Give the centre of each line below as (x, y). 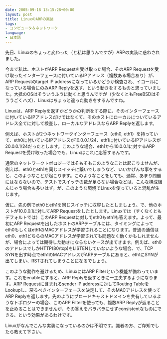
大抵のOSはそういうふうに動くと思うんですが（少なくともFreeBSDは (85, 94)
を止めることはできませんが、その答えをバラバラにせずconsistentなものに (81, 309)
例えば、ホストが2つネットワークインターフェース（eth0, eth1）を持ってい (82, 134)
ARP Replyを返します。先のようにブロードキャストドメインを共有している (81, 296)
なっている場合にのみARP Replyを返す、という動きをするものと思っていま (81, 88)
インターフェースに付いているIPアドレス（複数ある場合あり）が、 (89, 75)
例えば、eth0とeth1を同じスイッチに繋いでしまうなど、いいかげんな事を (79, 169)
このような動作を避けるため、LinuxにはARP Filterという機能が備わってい (80, 271)
